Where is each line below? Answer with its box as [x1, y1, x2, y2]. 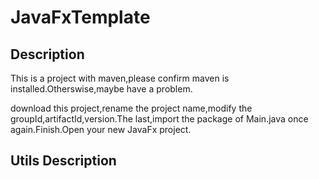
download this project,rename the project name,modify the [10, 102, 253, 114]
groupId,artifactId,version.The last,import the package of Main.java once [10, 113, 309, 125]
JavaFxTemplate [10, 6, 151, 29]
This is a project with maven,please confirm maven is [10, 72, 230, 84]
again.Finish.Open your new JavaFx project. [10, 124, 192, 135]
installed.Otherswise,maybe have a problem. [10, 83, 193, 95]
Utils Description [10, 152, 117, 170]
